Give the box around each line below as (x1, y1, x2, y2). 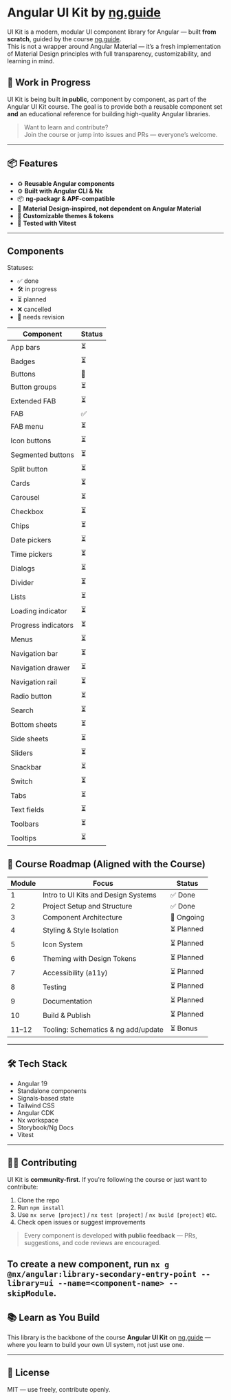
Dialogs (10, 563, 36, 573)
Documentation (42, 996, 93, 1006)
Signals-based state (16, 1094, 74, 1102)
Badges (10, 357, 36, 366)
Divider (10, 577, 34, 587)
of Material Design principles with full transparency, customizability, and (7, 50, 212, 58)
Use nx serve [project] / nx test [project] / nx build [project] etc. (16, 1210, 217, 1219)
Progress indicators (10, 620, 74, 630)
